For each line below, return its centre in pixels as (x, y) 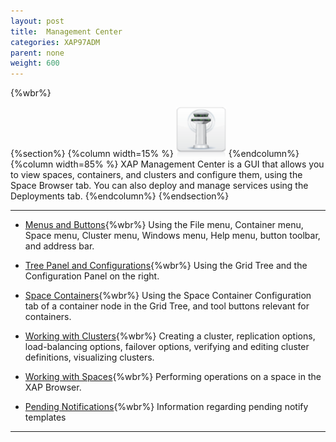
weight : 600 (35, 63)
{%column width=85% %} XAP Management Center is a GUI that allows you (167, 164)
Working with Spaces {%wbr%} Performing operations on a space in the (173, 377)
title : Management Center (66, 31)
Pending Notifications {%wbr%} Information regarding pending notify (166, 407)
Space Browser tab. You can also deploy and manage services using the (159, 186)
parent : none (37, 53)
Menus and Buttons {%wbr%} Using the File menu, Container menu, (164, 225)
